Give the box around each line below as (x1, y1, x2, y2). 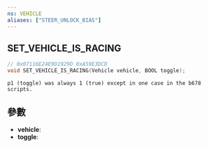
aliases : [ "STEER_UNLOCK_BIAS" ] (7, 17, 101, 24)
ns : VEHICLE (7, 10, 42, 17)
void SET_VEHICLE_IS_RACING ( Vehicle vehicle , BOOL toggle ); (7, 67, 186, 74)
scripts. (7, 86, 33, 93)
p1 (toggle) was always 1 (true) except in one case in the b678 (7, 80, 201, 87)
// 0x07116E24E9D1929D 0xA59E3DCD (7, 60, 108, 68)
